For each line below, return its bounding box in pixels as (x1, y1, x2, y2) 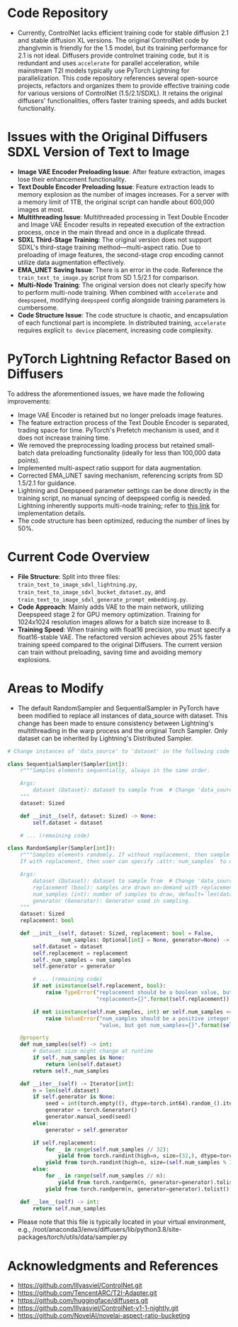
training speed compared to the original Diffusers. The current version (17, 640, 222, 649)
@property (20, 1034, 50, 1041)
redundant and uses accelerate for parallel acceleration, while (17, 58, 200, 67)
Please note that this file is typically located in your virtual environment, (17, 1218, 227, 1226)
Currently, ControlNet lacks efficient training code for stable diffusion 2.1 (17, 28, 229, 37)
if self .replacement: (33, 1139, 97, 1147)
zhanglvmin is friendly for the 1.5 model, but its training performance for (17, 43, 228, 52)
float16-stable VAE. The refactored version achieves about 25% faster (17, 632, 222, 641)
